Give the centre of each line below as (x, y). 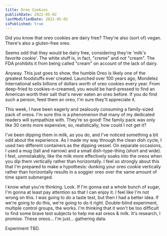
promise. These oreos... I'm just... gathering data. (56, 219)
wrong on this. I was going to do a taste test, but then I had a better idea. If (82, 198)
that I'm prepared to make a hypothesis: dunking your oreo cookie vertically (83, 167)
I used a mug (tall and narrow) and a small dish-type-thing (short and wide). (83, 151)
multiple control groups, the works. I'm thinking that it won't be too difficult (82, 208)
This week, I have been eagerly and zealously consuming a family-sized (79, 109)
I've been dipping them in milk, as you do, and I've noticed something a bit (82, 135)
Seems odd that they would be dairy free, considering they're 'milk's (76, 53)
